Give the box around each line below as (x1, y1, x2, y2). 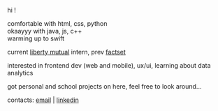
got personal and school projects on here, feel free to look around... (7, 82, 202, 90)
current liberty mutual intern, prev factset (7, 48, 126, 56)
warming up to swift (7, 34, 65, 43)
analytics (7, 69, 34, 77)
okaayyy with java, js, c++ (7, 27, 82, 35)
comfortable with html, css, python (7, 20, 108, 27)
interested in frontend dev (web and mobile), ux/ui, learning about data (7, 61, 211, 69)
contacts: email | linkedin (7, 96, 79, 104)
